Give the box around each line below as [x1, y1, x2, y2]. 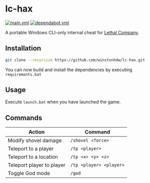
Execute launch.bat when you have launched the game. [5, 99, 121, 105]
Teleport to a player [8, 145, 54, 152]
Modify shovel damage [8, 137, 62, 144]
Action [28, 129, 45, 136]
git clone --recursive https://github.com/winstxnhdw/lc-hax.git [5, 57, 145, 63]
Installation [5, 44, 41, 53]
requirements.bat [5, 72, 42, 77]
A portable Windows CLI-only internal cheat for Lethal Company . [5, 29, 139, 35]
